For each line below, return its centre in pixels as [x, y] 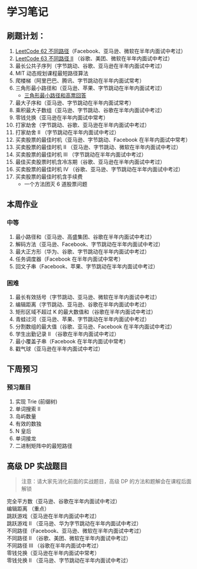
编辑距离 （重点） [28, 509]
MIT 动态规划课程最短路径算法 [52, 73]
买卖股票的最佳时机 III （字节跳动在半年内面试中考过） [81, 155]
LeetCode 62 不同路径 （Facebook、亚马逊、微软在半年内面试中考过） [101, 51]
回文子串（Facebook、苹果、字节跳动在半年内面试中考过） [87, 266]
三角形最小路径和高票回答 [55, 95]
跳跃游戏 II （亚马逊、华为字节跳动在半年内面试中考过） [74, 524]
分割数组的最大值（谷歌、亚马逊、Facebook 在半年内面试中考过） [95, 326]
